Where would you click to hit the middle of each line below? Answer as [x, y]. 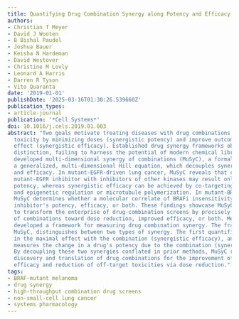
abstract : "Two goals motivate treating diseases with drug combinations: [121, 133]
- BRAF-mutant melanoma [43, 278]
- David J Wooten [33, 34]
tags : [15, 271]
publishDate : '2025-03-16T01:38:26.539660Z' [74, 100]
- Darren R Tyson [33, 80]
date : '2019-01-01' [36, 93]
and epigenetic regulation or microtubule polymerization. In [108, 193]
